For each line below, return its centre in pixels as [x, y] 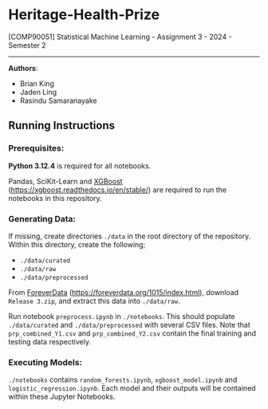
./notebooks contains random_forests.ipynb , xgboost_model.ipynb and [123, 380]
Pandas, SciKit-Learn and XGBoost [65, 181]
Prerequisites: [36, 148]
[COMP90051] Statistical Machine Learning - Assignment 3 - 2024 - [120, 37]
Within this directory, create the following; [77, 244]
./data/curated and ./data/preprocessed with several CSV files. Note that [130, 324]
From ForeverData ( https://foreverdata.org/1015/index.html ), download [124, 292]
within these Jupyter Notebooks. [62, 397]
